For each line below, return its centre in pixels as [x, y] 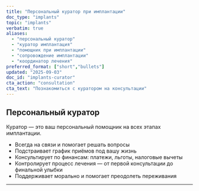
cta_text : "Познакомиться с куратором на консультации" [76, 89]
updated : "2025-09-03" [34, 72]
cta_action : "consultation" [41, 83]
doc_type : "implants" [33, 17]
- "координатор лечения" [42, 61]
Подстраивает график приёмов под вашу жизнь [76, 151]
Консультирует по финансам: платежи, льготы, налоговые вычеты [99, 157]
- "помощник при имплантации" [49, 50]
